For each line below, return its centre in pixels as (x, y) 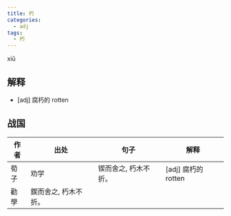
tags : (15, 33)
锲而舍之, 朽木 (121, 168)
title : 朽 (21, 13)
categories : (24, 20)
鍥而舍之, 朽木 (53, 191)
